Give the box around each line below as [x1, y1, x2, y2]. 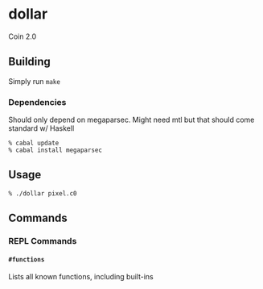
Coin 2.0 [8, 31, 37, 41]
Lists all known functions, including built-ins [8, 272, 154, 282]
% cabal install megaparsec [8, 146, 103, 154]
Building [8, 55, 51, 69]
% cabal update [8, 139, 60, 148]
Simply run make [8, 76, 60, 86]
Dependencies [8, 96, 67, 107]
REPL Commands [8, 236, 77, 247]
